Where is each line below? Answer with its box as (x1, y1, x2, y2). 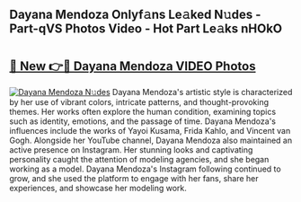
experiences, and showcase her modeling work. (9, 183, 187, 193)
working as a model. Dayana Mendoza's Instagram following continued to (9, 163, 281, 174)
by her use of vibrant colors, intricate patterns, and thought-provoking (9, 97, 270, 107)
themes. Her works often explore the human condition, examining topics (9, 107, 277, 117)
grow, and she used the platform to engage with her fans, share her (9, 173, 259, 183)
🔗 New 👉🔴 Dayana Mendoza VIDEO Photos (9, 58, 256, 74)
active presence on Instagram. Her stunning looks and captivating (9, 145, 253, 155)
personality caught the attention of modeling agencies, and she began (9, 154, 270, 164)
